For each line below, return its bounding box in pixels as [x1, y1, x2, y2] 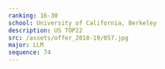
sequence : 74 [8, 48, 51, 56]
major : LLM [8, 41, 44, 49]
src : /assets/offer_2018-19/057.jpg [8, 33, 129, 42]
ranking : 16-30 [8, 11, 58, 20]
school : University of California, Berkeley [8, 19, 157, 27]
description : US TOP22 [8, 26, 83, 34]
